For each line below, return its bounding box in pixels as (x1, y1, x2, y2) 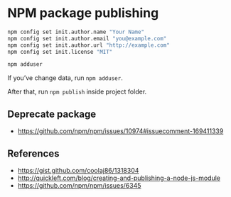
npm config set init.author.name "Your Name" (7, 28, 144, 35)
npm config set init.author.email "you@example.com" (7, 35, 167, 42)
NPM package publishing (7, 5, 159, 21)
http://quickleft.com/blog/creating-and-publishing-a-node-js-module (17, 174, 221, 182)
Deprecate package (7, 108, 97, 120)
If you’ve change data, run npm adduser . (7, 74, 123, 82)
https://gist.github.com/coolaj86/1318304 (17, 166, 139, 174)
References (7, 147, 60, 159)
